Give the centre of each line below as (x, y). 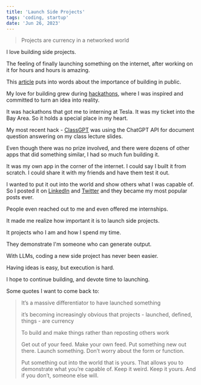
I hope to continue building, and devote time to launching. (78, 280)
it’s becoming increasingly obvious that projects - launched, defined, (107, 315)
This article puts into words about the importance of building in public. (94, 82)
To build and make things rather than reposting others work (95, 333)
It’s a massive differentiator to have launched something (91, 303)
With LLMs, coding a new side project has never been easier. (82, 256)
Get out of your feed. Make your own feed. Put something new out (104, 344)
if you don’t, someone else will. (60, 375)
